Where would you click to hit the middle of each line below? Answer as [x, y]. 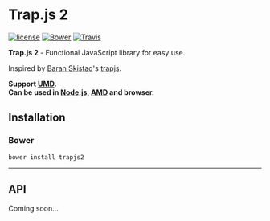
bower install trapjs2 [46, 157]
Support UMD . [33, 84]
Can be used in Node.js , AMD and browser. [82, 92]
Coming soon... [33, 209]
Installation [37, 118]
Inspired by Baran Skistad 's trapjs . [65, 68]
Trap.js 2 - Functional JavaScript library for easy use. [97, 52]
